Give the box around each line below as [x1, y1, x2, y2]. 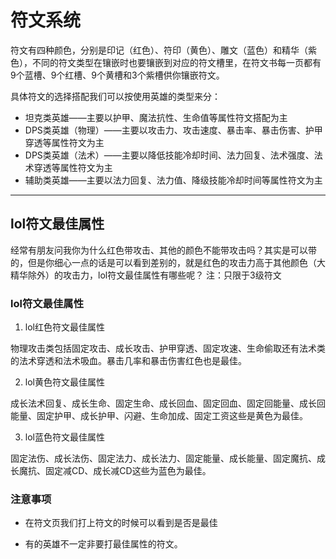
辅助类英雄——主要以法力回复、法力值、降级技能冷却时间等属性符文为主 [24, 174, 323, 186]
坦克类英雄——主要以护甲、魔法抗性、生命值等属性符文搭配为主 [24, 111, 288, 123]
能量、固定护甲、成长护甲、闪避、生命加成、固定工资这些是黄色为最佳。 [10, 410, 308, 422]
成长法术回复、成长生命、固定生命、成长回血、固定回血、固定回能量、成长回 [10, 397, 326, 410]
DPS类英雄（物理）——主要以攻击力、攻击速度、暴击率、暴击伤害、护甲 [24, 124, 323, 136]
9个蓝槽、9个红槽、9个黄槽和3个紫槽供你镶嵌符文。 [10, 69, 225, 81]
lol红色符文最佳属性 [24, 321, 105, 333]
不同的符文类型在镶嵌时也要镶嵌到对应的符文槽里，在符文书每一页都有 [31, 56, 322, 68]
